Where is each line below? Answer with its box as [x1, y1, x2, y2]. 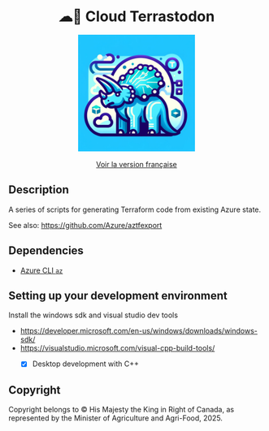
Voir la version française [96, 159, 177, 169]
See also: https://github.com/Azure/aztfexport [8, 220, 163, 230]
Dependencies [8, 244, 84, 258]
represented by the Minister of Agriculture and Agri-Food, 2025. [8, 413, 223, 423]
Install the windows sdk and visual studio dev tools [8, 310, 179, 320]
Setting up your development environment [8, 288, 228, 303]
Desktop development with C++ [32, 359, 140, 369]
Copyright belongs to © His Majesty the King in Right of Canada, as [8, 405, 234, 415]
